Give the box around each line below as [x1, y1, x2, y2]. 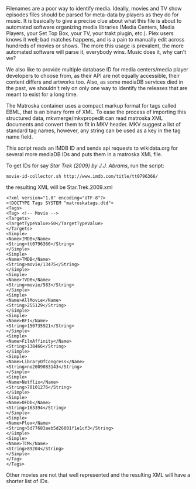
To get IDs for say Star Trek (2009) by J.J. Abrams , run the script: [6, 162, 164, 169]
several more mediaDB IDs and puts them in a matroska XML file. [6, 151, 163, 157]
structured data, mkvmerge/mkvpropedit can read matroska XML [6, 115, 163, 122]
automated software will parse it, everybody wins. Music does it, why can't [6, 49, 187, 55]
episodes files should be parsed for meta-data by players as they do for [6, 11, 180, 18]
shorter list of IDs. [6, 478, 49, 484]
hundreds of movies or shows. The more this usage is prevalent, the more [6, 42, 184, 49]
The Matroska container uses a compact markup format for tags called [6, 102, 177, 109]
